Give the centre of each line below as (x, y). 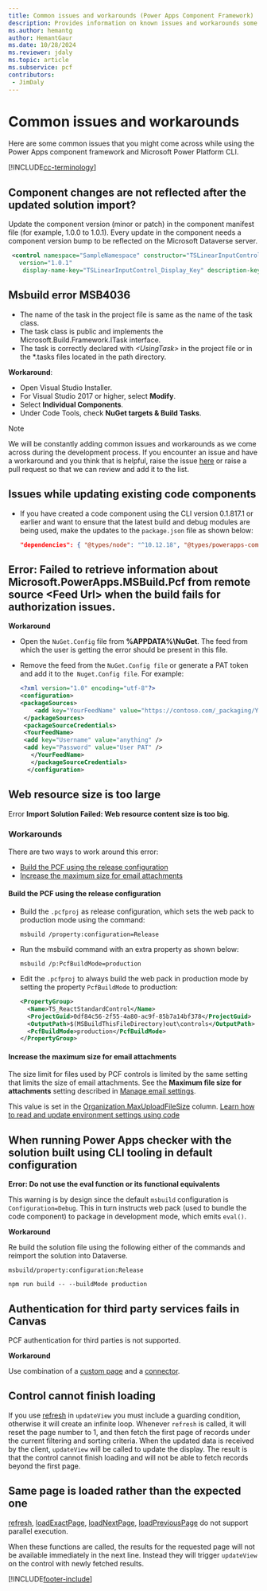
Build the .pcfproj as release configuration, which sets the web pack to (137, 911)
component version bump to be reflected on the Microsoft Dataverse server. (133, 241)
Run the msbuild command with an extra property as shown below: (130, 949)
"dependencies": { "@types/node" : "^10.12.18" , (100, 545)
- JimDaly (28, 82)
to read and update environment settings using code (94, 1115)
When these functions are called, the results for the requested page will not (132, 1546)
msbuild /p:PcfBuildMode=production (80, 964)
